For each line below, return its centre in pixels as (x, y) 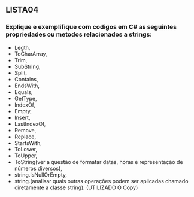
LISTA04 (22, 10)
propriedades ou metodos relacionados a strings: (79, 34)
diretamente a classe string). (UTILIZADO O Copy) (76, 187)
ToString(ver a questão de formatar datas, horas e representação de (98, 162)
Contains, (26, 79)
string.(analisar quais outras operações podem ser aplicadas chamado (101, 181)
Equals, (23, 92)
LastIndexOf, (30, 124)
